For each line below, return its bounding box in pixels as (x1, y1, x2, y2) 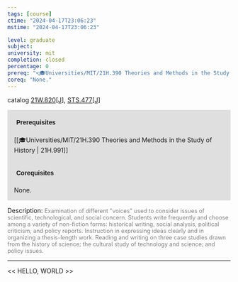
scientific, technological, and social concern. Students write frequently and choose (7, 214, 229, 221)
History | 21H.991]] (13, 146, 69, 154)
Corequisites (16, 168, 55, 177)
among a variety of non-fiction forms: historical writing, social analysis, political (7, 220, 220, 228)
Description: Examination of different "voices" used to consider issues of (7, 206, 205, 215)
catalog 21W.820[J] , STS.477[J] (7, 95, 101, 104)
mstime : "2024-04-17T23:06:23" (7, 23, 100, 31)
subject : (7, 43, 33, 50)
